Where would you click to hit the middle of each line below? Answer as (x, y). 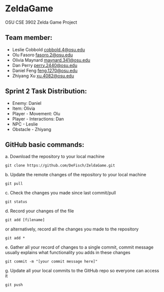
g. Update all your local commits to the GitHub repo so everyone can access (82, 271)
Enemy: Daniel (27, 103)
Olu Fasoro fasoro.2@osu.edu (42, 55)
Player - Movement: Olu (36, 113)
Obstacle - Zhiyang (32, 129)
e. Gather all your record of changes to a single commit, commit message (79, 247)
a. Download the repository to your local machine (55, 157)
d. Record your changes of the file (40, 211)
